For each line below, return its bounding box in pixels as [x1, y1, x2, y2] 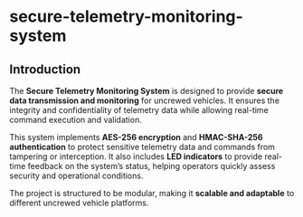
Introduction [9, 61, 81, 77]
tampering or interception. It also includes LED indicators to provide [9, 151, 263, 162]
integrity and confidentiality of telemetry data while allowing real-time [9, 105, 269, 115]
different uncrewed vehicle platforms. [9, 197, 149, 208]
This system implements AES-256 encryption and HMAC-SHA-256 [9, 132, 264, 142]
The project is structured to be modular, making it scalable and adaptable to [9, 188, 295, 198]
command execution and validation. [9, 115, 142, 125]
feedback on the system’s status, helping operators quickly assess [27, 161, 276, 171]
